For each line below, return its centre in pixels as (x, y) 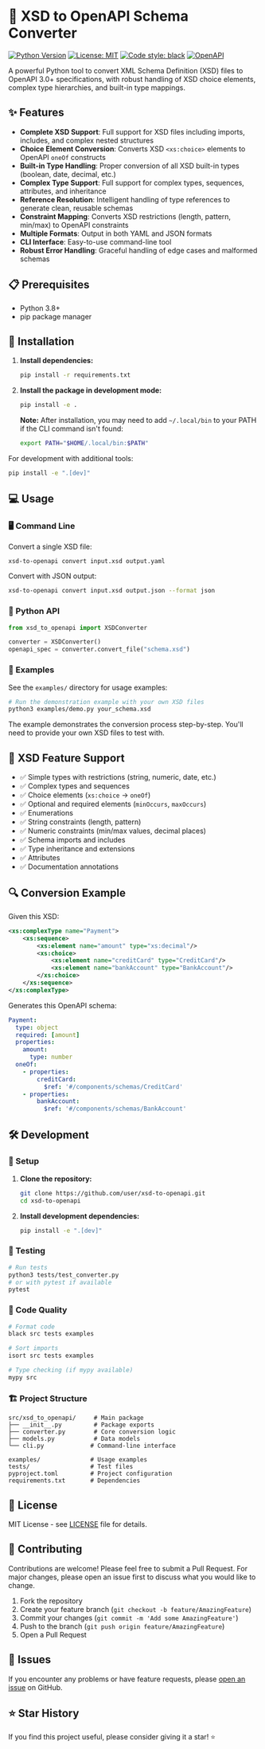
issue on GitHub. (35, 1687)
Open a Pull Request (53, 1634)
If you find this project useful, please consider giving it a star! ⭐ (112, 1737)
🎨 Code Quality (38, 1310)
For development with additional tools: (71, 458)
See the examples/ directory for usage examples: (88, 687)
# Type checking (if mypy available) (71, 1370)
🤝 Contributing (45, 1549)
